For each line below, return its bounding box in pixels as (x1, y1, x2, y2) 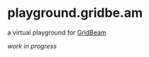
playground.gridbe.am (7, 5, 143, 21)
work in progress (7, 42, 57, 50)
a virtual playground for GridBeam (7, 28, 106, 37)
